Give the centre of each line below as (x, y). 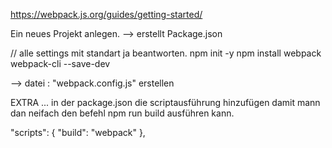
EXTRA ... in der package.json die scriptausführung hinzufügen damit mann (165, 102)
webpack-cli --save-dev (60, 63)
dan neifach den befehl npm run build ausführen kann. (122, 113)
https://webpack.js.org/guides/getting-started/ (106, 14)
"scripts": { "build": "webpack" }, (78, 132)
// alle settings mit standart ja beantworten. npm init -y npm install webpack (166, 53)
